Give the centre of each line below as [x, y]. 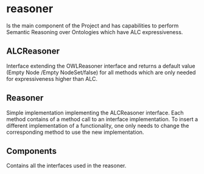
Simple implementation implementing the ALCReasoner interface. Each [95, 113]
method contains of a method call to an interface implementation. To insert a [102, 119]
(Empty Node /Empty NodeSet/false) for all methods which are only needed [101, 72]
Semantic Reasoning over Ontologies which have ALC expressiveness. [95, 32]
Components [31, 151]
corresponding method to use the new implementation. [75, 132]
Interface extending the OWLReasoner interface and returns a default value [101, 66]
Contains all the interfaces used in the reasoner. [66, 165]
